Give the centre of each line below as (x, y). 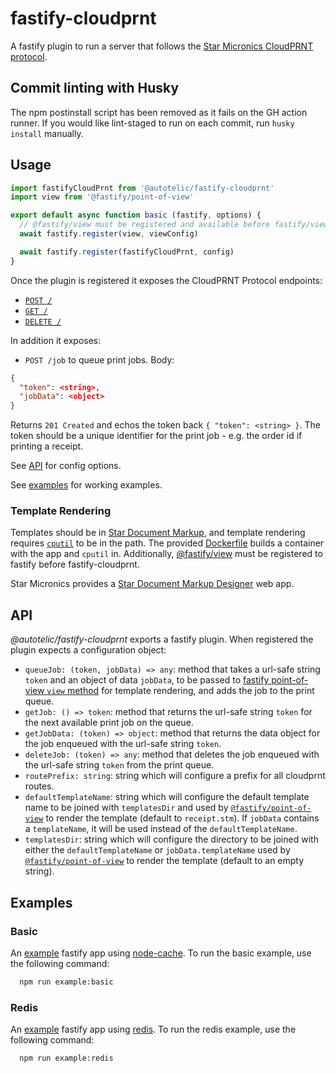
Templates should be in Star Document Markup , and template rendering (158, 533)
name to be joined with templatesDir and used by (126, 808)
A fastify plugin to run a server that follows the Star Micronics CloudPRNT (162, 46)
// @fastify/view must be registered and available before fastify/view (174, 225)
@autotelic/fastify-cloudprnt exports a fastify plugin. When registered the (162, 639)
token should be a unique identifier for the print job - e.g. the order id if (156, 436)
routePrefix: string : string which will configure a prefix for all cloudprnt (175, 776)
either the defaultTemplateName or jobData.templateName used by (157, 850)
